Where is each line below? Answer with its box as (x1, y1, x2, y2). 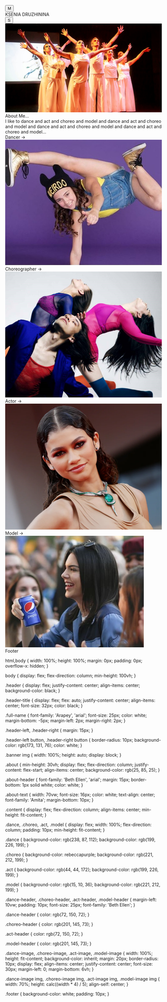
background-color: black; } (5, 687, 61, 694)
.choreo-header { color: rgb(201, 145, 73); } (5, 921, 93, 927)
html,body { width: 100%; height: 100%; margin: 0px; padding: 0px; (5, 657, 143, 664)
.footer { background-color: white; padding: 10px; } (5, 991, 109, 997)
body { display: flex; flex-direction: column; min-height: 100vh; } (5, 672, 136, 679)
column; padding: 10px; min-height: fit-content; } (5, 827, 105, 833)
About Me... (5, 112, 29, 119)
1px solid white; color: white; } (22, 782, 83, 788)
